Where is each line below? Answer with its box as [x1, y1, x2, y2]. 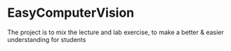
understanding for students [7, 35, 86, 43]
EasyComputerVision [7, 5, 135, 21]
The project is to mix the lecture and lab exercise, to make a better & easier [7, 28, 225, 36]
